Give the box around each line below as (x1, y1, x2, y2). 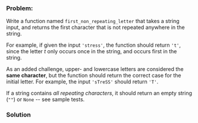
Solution (6, 111, 32, 119)
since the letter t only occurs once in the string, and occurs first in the (6, 48, 177, 55)
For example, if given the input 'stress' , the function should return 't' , (6, 41, 181, 48)
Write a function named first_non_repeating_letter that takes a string (6, 18, 180, 25)
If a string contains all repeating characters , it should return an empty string (6, 90, 192, 97)
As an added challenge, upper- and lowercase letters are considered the (6, 66, 184, 73)
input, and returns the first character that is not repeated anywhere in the (6, 24, 186, 31)
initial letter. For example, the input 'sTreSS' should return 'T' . (6, 78, 159, 85)
